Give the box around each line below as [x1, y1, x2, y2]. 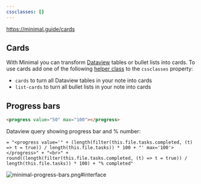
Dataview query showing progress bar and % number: [6, 128, 141, 135]
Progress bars [6, 101, 60, 111]
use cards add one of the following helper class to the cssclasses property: [6, 65, 193, 72]
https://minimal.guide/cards [6, 25, 75, 33]
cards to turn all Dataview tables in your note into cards [14, 77, 152, 84]
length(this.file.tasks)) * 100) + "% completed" [6, 160, 134, 167]
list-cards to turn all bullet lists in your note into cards [14, 83, 152, 90]
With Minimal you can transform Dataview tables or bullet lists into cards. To [6, 59, 196, 66]
